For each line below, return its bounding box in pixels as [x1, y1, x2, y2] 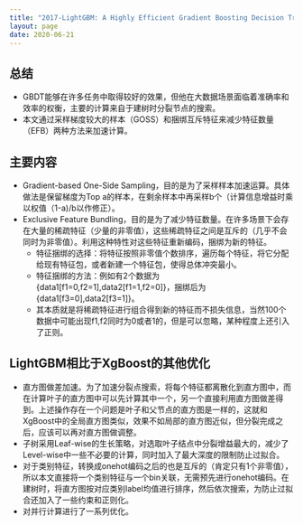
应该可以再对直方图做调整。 [38, 427, 142, 437]
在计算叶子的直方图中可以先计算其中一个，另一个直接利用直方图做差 [22, 392, 276, 403]
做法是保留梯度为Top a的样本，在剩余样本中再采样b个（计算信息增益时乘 [22, 192, 294, 202]
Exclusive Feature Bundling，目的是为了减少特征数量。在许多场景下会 [22, 214, 281, 224]
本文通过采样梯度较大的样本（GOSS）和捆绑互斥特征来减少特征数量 [22, 114, 274, 125]
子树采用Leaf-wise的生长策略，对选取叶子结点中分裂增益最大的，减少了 [22, 437, 289, 448]
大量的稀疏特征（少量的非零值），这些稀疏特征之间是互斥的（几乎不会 [30, 225, 288, 236]
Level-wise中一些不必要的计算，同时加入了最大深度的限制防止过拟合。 [22, 449, 285, 460]
